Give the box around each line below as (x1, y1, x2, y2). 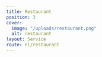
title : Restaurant (6, 8, 52, 15)
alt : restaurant (11, 31, 52, 37)
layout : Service (6, 36, 46, 42)
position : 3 (6, 14, 36, 20)
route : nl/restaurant (6, 42, 60, 48)
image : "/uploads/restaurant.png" (11, 25, 97, 31)
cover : (6, 20, 23, 26)
